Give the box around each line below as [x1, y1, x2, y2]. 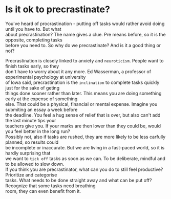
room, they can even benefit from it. [5, 188, 81, 194]
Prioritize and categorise [5, 171, 57, 178]
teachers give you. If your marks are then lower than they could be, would [5, 123, 161, 129]
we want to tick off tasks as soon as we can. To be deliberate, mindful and [5, 155, 165, 162]
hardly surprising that [5, 150, 51, 156]
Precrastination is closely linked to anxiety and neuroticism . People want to [5, 57, 164, 63]
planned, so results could [5, 139, 59, 145]
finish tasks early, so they [5, 63, 59, 69]
